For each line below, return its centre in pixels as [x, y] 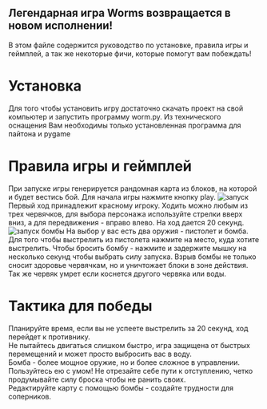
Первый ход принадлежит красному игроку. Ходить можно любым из [128, 205]
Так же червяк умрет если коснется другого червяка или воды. [117, 273]
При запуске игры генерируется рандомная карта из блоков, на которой [133, 188]
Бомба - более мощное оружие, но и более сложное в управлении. [124, 362]
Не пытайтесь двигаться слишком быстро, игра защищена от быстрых [129, 345]
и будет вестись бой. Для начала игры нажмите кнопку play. [112, 196]
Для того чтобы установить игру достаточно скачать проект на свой [126, 108]
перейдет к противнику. [49, 337]
